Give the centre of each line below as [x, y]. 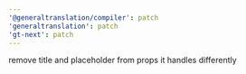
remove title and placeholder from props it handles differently [123, 60]
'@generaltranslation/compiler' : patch [84, 18]
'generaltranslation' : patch [63, 26]
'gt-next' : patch [41, 34]
